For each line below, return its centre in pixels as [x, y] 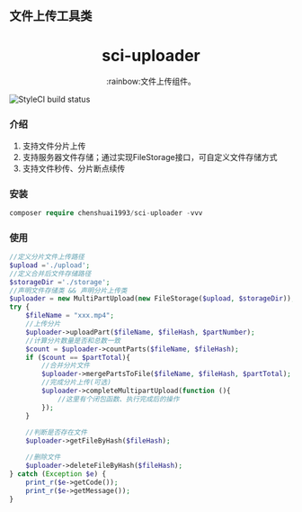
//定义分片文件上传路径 [47, 257]
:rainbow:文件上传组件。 [151, 81]
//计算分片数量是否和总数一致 [73, 340]
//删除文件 [43, 457]
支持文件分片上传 [54, 146]
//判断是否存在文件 [57, 433]
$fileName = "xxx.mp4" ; [70, 316]
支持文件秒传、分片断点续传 [74, 168]
